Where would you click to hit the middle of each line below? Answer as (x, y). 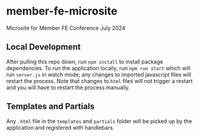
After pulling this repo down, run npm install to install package (85, 61)
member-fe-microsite (62, 11)
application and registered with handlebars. (60, 127)
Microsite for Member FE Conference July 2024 (66, 28)
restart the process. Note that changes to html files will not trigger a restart (99, 81)
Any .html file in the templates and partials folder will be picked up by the (99, 121)
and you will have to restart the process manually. (68, 87)
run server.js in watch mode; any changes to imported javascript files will (99, 75)
